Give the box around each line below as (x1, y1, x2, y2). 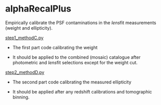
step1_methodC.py (5, 35, 44, 41)
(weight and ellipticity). (5, 25, 53, 31)
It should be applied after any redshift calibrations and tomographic (12, 88, 152, 94)
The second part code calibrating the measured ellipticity (12, 79, 132, 85)
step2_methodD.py (5, 69, 44, 75)
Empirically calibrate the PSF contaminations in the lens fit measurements (5, 20, 156, 26)
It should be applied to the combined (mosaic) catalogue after (12, 54, 141, 60)
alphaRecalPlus (5, 3, 71, 15)
